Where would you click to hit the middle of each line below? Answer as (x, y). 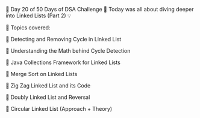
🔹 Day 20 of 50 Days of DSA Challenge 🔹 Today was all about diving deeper (100, 9)
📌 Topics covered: (28, 28)
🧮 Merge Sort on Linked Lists (42, 74)
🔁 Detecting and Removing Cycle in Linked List (64, 39)
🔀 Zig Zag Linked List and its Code (48, 86)
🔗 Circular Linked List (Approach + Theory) (59, 109)
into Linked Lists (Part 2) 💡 (39, 16)
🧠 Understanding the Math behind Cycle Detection (68, 51)
